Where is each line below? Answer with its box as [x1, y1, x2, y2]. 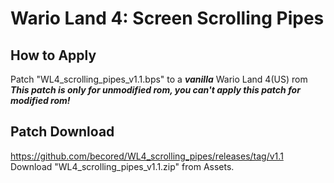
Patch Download [10, 123, 115, 141]
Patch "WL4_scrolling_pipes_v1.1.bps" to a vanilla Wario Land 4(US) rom [10, 73, 308, 85]
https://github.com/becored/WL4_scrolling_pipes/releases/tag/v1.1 [10, 150, 284, 162]
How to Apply [10, 47, 97, 64]
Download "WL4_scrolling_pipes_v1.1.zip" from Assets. [10, 160, 235, 172]
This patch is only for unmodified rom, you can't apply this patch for [10, 84, 301, 96]
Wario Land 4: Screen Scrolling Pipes [10, 7, 325, 30]
